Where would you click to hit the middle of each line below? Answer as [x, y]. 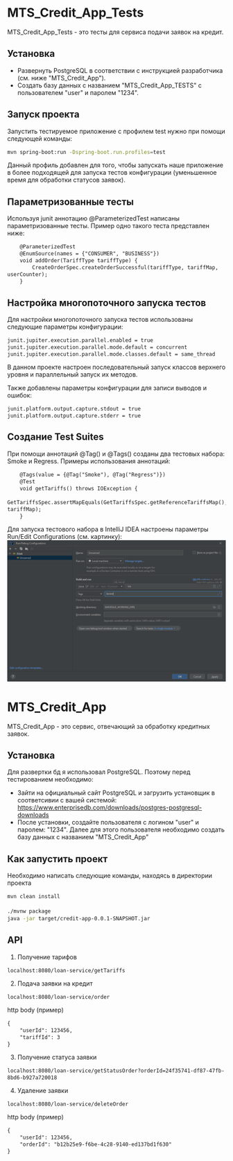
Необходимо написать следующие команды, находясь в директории [110, 876]
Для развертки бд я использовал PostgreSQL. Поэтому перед [99, 772]
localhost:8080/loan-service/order [59, 997]
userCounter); [28, 275]
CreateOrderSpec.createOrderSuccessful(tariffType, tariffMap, [125, 268]
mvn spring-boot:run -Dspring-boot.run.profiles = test [87, 152]
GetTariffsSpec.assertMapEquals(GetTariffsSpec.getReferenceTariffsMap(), [118, 502]
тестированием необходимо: [50, 780]
